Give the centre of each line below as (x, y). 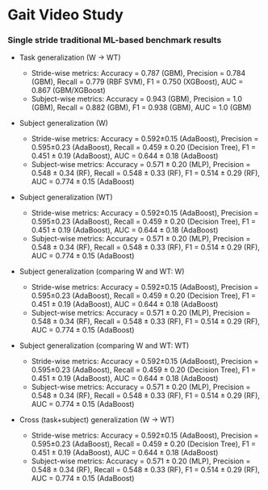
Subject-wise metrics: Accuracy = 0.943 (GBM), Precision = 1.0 (137, 99)
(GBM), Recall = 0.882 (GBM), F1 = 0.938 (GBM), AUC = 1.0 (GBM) (141, 107)
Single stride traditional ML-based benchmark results (115, 40)
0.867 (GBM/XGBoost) (68, 90)
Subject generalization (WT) (66, 197)
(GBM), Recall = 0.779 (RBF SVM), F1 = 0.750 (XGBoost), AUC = (137, 82)
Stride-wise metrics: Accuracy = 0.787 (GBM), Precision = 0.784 (138, 73)
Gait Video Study (66, 15)
